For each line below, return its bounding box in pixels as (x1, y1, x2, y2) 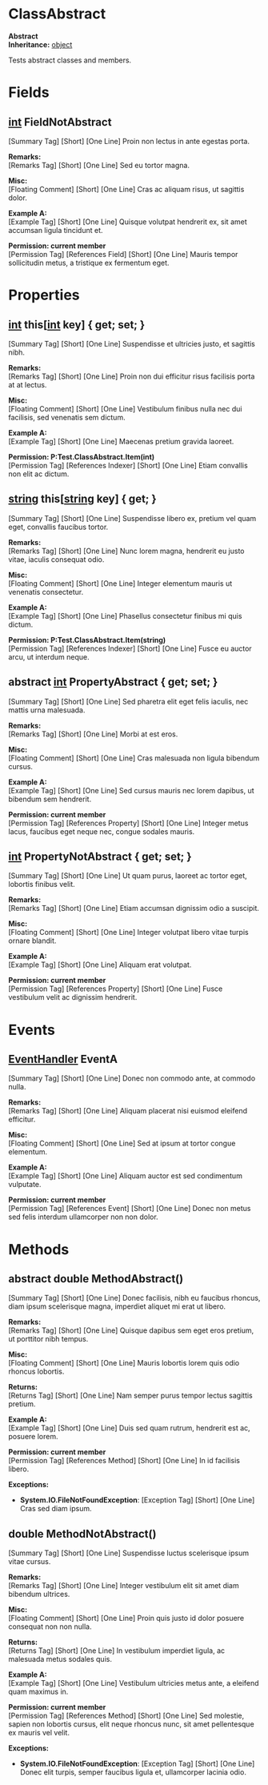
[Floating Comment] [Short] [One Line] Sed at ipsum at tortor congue (8, 1138, 236, 1149)
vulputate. (8, 1180, 42, 1189)
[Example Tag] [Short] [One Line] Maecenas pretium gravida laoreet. (8, 436, 234, 446)
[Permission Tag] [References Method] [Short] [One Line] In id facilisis (8, 1456, 240, 1466)
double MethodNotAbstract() (8, 1526, 157, 1541)
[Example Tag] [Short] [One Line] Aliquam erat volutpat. (8, 960, 192, 969)
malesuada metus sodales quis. (8, 1655, 112, 1664)
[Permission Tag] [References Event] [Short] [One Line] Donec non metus (8, 1204, 251, 1213)
